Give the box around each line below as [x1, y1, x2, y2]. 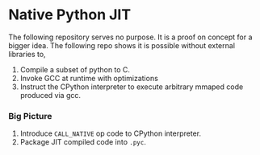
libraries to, [8, 49, 46, 59]
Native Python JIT [8, 6, 132, 24]
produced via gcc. [19, 90, 81, 100]
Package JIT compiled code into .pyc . [19, 137, 147, 147]
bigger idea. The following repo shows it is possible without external [8, 40, 236, 50]
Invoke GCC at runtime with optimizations [19, 73, 159, 83]
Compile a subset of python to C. [19, 64, 131, 74]
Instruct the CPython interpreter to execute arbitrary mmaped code [19, 82, 244, 92]
